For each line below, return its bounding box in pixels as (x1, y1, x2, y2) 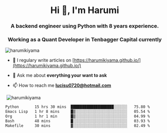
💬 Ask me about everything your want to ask (12, 73, 107, 79)
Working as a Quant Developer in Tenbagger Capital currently (8, 36, 162, 43)
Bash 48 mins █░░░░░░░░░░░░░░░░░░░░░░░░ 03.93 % (5, 118, 150, 123)
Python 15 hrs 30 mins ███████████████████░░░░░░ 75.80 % (5, 104, 150, 110)
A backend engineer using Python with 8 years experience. (11, 23, 159, 30)
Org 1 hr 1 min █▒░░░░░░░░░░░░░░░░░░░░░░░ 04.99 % (5, 113, 150, 119)
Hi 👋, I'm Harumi (50, 5, 120, 16)
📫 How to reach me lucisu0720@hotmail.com (12, 83, 112, 89)
